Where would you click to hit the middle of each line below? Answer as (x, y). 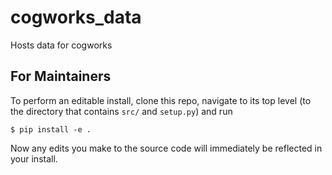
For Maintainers (61, 76)
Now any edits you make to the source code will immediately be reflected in (166, 148)
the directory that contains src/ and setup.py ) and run (121, 111)
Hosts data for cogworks (61, 45)
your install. (34, 158)
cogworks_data (76, 17)
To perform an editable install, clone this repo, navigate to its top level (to (161, 100)
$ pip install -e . (51, 129)
